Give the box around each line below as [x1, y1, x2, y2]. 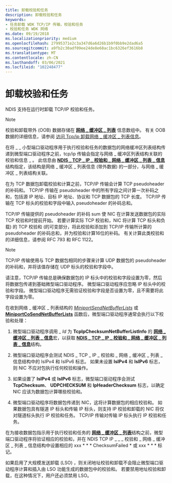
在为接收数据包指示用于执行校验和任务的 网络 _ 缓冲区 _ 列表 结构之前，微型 [5, 430, 163, 436]
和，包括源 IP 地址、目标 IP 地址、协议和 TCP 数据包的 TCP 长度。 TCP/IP [5, 194, 160, 200]
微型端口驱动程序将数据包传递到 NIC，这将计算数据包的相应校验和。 [12, 400, 157, 406]
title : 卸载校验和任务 [5, 7, 49, 13]
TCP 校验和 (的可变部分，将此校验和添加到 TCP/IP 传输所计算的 [18, 224, 152, 230]
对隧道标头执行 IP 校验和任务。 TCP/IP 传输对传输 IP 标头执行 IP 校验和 [12, 412, 162, 418]
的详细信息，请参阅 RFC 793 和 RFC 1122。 [5, 237, 96, 243]
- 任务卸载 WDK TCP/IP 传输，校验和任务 [5, 22, 83, 27]
